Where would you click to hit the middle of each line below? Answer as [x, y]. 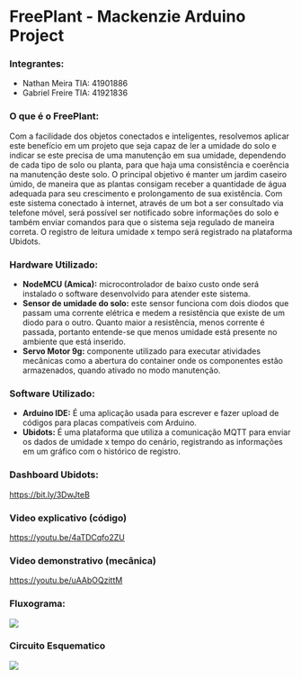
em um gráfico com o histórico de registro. [102, 451]
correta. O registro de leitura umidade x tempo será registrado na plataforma [151, 231]
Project [37, 36]
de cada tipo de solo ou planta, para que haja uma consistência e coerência [149, 165]
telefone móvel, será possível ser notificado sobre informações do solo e [144, 213]
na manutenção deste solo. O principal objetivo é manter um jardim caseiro [148, 174]
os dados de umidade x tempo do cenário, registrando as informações [152, 442]
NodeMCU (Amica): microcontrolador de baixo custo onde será [140, 285]
